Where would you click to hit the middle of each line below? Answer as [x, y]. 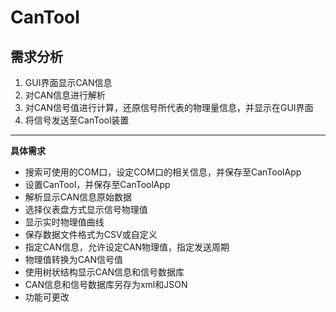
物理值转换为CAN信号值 [73, 259]
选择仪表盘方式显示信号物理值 [86, 209]
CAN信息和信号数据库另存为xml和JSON [106, 284]
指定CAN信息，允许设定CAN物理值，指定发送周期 [127, 247]
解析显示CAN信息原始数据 [78, 197]
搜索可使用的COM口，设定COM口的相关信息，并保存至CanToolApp [163, 172]
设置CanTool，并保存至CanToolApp [97, 184]
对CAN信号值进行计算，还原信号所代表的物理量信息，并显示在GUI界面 [169, 107]
